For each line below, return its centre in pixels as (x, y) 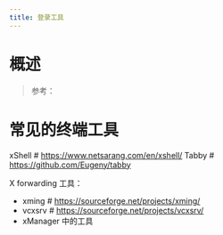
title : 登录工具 (37, 17)
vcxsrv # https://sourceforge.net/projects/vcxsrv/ (113, 210)
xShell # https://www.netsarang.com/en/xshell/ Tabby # (112, 155)
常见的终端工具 (64, 130)
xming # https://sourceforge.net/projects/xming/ (111, 200)
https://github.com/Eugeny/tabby (70, 165)
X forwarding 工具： (46, 182)
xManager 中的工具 (58, 221)
